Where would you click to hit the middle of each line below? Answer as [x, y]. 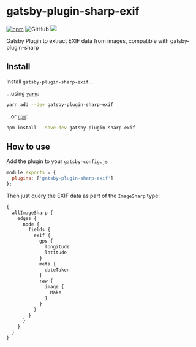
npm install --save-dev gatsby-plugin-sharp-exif [71, 128]
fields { [40, 230]
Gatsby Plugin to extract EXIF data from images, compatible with [88, 40]
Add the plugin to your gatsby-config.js [57, 161]
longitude [57, 247]
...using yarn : [23, 93]
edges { [27, 218]
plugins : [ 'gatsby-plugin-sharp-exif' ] [63, 178]
